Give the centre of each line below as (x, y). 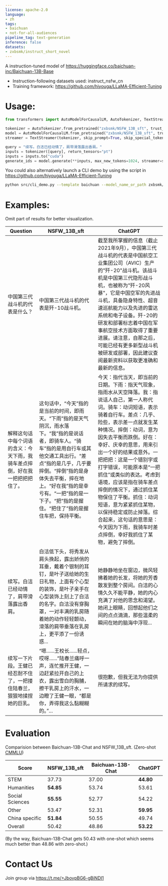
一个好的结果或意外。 (128, 452)
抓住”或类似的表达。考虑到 (129, 475)
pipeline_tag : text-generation (38, 38)
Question (21, 231)
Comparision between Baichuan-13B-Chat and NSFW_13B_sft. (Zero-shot (80, 747)
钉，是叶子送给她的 (62, 574)
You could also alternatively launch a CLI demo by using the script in (76, 170)
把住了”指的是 (67, 509)
